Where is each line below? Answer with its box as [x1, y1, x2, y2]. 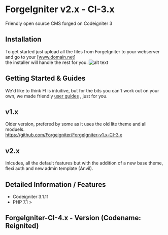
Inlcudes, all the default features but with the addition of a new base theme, [5, 160, 163, 166]
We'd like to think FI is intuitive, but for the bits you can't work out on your [5, 87, 159, 93]
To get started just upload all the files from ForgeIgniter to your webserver [5, 48, 160, 54]
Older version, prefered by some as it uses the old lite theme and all [5, 121, 147, 127]
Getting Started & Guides [5, 74, 86, 83]
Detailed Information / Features [5, 180, 106, 189]
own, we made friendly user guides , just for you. [5, 93, 108, 99]
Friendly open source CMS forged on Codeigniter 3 [5, 20, 113, 26]
